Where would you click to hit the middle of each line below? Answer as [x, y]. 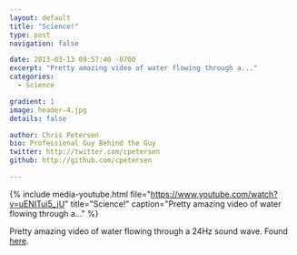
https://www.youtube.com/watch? [214, 194]
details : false [38, 118]
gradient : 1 [32, 101]
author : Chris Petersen [54, 135]
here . [19, 240]
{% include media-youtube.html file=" [80, 194]
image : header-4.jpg [49, 110]
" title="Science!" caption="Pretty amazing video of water [173, 204]
